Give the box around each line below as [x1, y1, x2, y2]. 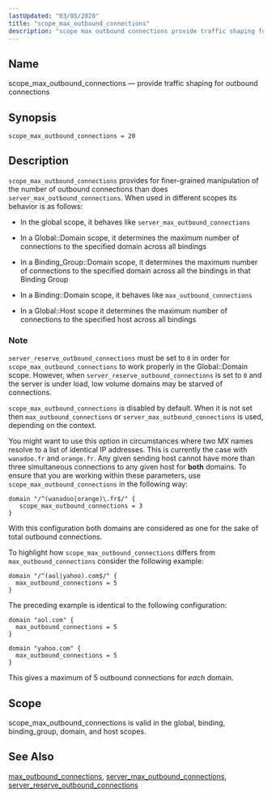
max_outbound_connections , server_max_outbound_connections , [8, 771, 227, 781]
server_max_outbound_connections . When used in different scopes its [8, 192, 237, 203]
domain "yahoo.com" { [8, 645, 82, 653]
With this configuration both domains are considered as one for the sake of [8, 524, 259, 533]
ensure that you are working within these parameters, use [8, 471, 201, 481]
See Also [8, 750, 54, 764]
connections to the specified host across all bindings [19, 314, 197, 324]
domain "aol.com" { [8, 616, 74, 624]
